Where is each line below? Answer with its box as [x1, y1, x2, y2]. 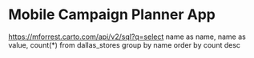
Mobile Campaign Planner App [8, 6, 216, 24]
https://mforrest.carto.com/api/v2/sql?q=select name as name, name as [8, 32, 246, 41]
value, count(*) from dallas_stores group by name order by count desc [8, 40, 241, 49]
